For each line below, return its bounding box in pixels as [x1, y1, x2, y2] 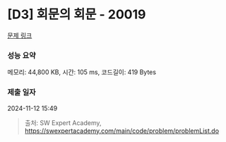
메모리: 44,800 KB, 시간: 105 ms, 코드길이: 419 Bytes [7, 68, 157, 76]
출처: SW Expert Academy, [24, 118, 102, 127]
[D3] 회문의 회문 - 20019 [7, 6, 146, 23]
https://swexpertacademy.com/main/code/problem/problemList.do [24, 126, 220, 135]
